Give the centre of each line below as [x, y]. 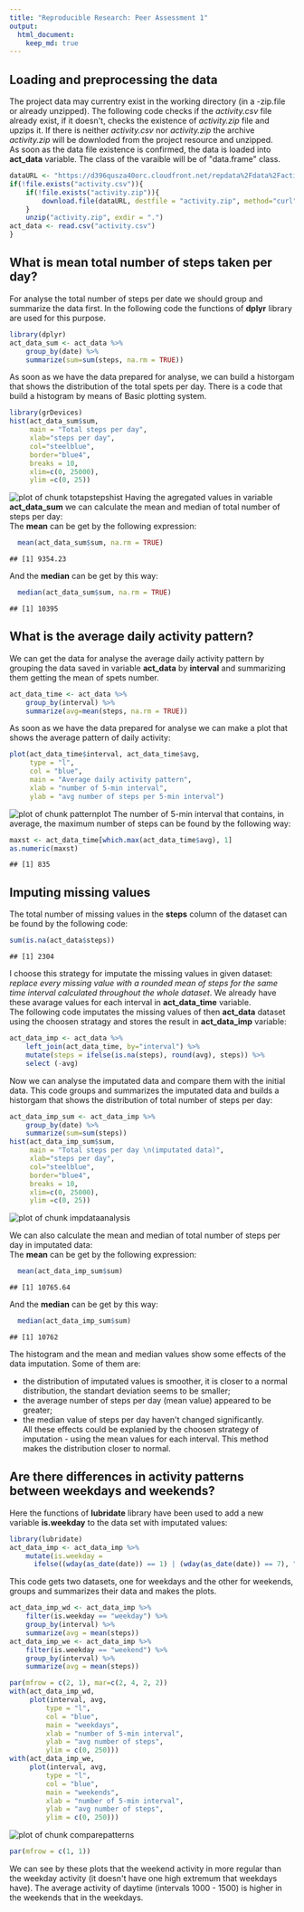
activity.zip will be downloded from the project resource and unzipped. [141, 140]
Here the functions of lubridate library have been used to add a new [137, 1513]
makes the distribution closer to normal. [96, 1448]
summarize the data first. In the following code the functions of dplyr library [151, 308]
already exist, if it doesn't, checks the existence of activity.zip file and [139, 121]
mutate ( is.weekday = [64, 1556]
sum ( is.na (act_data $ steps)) [62, 941]
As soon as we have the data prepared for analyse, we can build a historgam [152, 377]
